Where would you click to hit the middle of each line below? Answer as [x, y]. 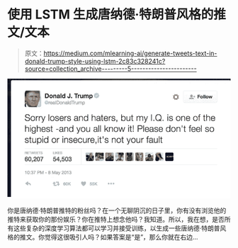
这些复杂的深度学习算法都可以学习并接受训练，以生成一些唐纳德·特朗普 [117, 228]
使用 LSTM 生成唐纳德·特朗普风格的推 [117, 15]
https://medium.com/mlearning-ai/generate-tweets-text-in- [130, 53]
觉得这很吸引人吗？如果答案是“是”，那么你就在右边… [121, 237]
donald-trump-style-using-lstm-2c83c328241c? [95, 61]
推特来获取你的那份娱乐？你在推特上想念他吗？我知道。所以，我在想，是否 [116, 219]
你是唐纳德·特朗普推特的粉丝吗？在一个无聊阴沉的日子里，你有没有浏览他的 [117, 210]
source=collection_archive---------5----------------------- [110, 69]
